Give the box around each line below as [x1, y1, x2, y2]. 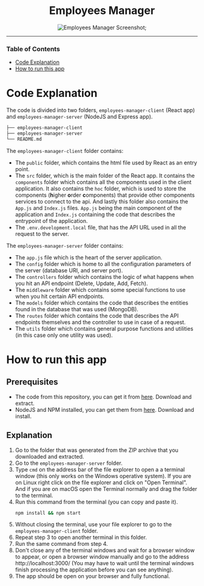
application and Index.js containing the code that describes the [15, 211, 175, 218]
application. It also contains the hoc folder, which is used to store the [15, 185, 186, 192]
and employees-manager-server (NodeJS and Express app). [6, 113, 153, 121]
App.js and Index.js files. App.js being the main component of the [15, 204, 182, 211]
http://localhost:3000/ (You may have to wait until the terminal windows [15, 560, 194, 567]
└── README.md [6, 136, 42, 142]
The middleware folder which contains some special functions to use [15, 286, 186, 293]
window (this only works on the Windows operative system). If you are [15, 472, 191, 479]
